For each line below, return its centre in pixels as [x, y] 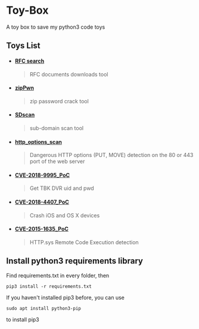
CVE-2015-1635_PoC [41, 229]
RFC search [29, 61]
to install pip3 [23, 319]
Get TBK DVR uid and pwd [62, 188]
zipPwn [24, 88]
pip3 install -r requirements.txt [49, 286]
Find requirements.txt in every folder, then [58, 275]
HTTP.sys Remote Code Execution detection [84, 242]
